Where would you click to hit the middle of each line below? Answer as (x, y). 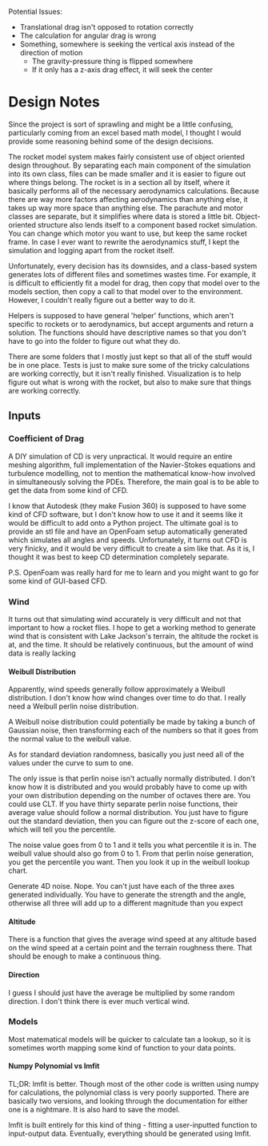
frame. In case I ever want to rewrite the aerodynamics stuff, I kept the (124, 242)
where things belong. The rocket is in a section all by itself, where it (119, 182)
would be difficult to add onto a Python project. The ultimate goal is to (123, 523)
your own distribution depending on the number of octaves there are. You (129, 796)
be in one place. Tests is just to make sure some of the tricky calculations (129, 365)
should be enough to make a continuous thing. (85, 956)
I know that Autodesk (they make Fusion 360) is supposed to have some (127, 506)
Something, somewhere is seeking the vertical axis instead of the (127, 44)
